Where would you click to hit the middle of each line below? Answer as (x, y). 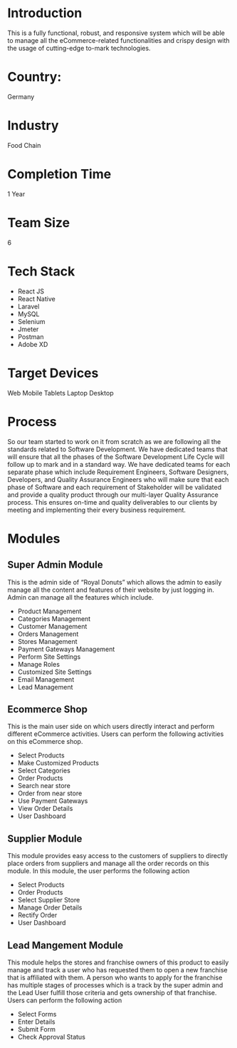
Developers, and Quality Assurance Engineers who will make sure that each (118, 479)
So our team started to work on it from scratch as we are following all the (114, 441)
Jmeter (28, 329)
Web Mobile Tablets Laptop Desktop (60, 393)
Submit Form (36, 1029)
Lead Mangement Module (65, 945)
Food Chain (24, 145)
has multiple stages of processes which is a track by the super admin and (115, 985)
